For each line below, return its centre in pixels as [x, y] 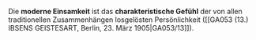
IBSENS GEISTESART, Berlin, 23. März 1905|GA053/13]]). [101, 28]
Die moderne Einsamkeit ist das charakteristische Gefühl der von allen [125, 11]
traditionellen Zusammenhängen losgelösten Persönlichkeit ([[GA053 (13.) [128, 20]
